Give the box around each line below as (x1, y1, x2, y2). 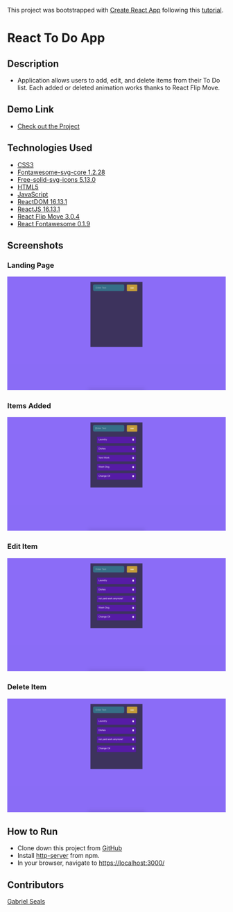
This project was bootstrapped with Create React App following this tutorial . (7, 6, 224, 14)
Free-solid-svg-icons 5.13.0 (17, 175, 96, 183)
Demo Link (7, 103, 54, 115)
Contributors (7, 879, 64, 890)
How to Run (7, 825, 58, 837)
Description (7, 58, 59, 69)
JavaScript (17, 190, 49, 199)
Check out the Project (17, 121, 80, 130)
